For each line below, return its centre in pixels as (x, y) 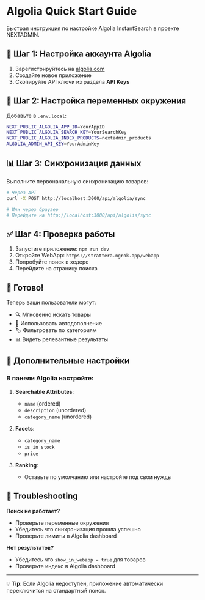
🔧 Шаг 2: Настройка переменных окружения (96, 101)
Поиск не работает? (33, 511)
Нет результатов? (30, 547)
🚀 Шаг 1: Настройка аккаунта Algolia (79, 54)
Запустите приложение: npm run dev (62, 249)
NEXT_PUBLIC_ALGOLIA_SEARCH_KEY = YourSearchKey (67, 133)
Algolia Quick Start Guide (72, 11)
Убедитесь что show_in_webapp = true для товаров (80, 559)
